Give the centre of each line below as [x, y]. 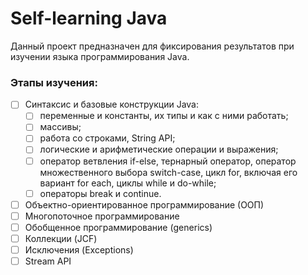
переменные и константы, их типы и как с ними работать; [164, 116]
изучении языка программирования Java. [100, 56]
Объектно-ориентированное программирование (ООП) [144, 204]
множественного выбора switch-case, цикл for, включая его [168, 172]
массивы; [60, 127]
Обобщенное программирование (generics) [118, 227]
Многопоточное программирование [102, 216]
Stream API [48, 261]
